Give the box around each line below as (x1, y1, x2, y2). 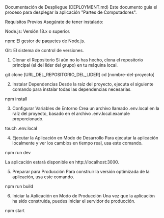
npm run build (5, 184, 33, 189)
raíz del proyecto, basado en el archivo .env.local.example (12, 110, 130, 116)
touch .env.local (5, 125, 38, 131)
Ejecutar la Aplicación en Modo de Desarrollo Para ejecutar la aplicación (12, 135, 159, 140)
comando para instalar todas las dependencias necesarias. (12, 86, 132, 92)
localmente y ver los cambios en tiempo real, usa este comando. (12, 140, 143, 146)
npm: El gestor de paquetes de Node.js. (5, 38, 85, 44)
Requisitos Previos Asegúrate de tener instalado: (5, 19, 104, 25)
